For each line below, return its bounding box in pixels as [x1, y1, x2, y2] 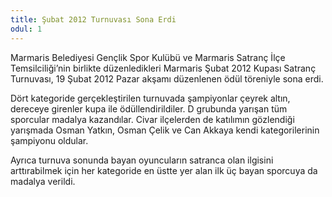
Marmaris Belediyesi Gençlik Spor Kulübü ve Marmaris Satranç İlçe [10, 51, 286, 63]
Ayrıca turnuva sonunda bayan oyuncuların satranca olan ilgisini [10, 154, 274, 166]
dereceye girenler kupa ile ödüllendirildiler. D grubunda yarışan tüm [10, 102, 288, 115]
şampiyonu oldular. [10, 134, 89, 146]
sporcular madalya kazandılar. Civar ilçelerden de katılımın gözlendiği [10, 113, 295, 125]
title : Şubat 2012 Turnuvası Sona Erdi [10, 14, 177, 25]
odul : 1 [10, 24, 43, 34]
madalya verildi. [10, 175, 76, 187]
